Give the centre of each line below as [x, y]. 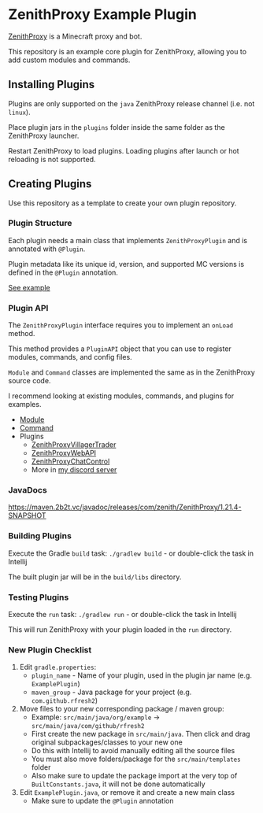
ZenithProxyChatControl [70, 461]
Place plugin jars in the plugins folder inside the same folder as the [117, 127]
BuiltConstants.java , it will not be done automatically [119, 784]
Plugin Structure [40, 224]
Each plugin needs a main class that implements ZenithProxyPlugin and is [128, 240]
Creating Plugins [50, 184]
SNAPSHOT [27, 516]
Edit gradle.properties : [58, 667]
